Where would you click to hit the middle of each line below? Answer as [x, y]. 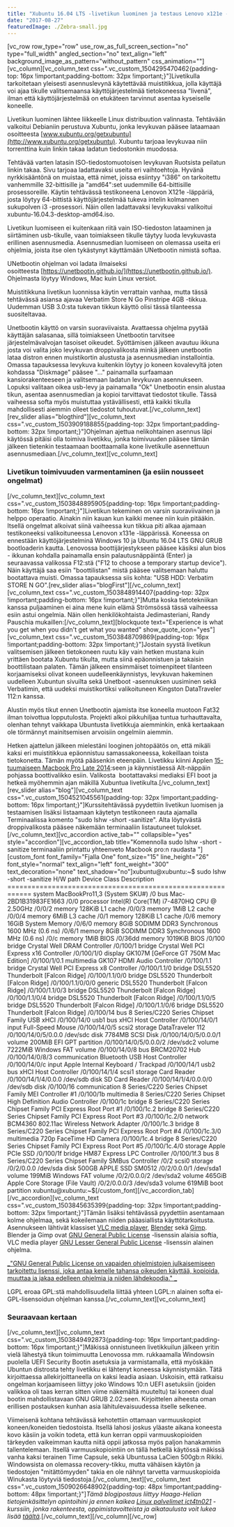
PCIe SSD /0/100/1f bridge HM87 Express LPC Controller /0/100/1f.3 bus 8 [113, 1153]
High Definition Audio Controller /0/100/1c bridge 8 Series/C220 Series [109, 1101]
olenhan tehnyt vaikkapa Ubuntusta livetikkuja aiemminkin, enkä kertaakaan [116, 724]
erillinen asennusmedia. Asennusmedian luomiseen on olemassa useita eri [114, 243]
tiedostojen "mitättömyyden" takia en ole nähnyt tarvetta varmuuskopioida [114, 1472]
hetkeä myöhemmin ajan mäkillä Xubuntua [68, 782]
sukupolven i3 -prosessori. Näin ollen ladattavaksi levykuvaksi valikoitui [110, 207]
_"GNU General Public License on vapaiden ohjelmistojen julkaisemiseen [111, 1263]
